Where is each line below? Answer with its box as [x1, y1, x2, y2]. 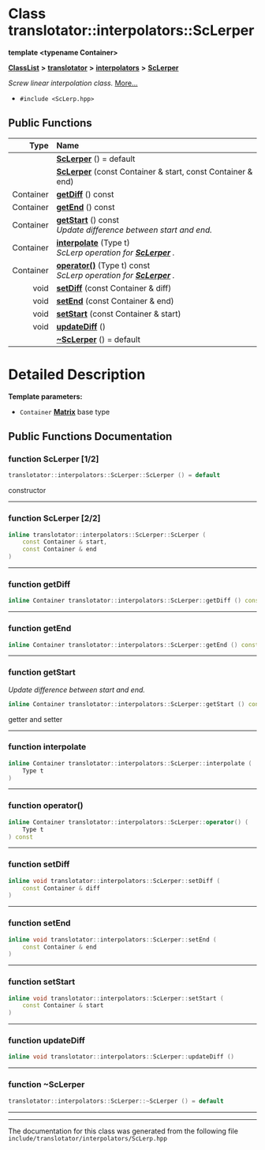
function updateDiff [8, 1035, 85, 1047]
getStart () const [56, 214, 120, 225]
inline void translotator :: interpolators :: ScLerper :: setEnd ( [8, 935, 217, 944]
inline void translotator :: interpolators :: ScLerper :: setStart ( [8, 994, 224, 1002]
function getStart [8, 667, 77, 678]
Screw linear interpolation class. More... [8, 78, 138, 88]
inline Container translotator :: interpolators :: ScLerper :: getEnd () [8, 641, 238, 648]
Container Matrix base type [19, 407, 110, 416]
